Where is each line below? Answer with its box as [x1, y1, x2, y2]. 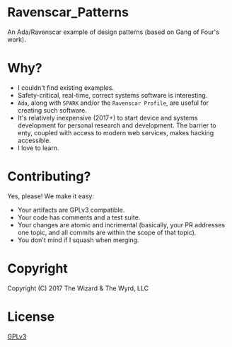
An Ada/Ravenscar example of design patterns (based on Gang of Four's [7, 28, 219, 36]
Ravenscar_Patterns [7, 4, 129, 21]
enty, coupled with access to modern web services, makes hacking [17, 128, 214, 137]
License [7, 309, 55, 324]
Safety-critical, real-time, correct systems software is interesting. [17, 91, 208, 99]
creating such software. [17, 106, 87, 114]
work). [7, 35, 26, 43]
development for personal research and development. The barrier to [17, 121, 217, 130]
